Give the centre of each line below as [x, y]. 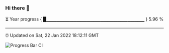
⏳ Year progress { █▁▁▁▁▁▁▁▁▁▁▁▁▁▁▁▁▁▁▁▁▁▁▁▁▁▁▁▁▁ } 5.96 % [84, 19]
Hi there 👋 [18, 8]
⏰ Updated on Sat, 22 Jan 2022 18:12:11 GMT [52, 35]
